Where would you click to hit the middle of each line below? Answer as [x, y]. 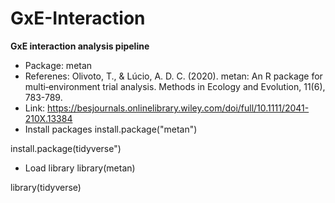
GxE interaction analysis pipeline [80, 46]
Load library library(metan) [80, 168]
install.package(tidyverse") [66, 148]
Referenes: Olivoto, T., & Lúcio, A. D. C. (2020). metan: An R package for [173, 76]
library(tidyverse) [46, 187]
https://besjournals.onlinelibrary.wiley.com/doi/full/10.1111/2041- [178, 108]
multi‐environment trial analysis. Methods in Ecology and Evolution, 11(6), [175, 86]
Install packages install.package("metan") [111, 129]
